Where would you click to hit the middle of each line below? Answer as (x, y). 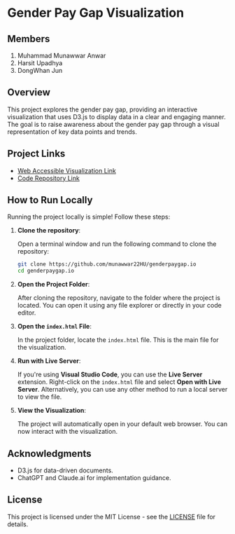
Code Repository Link (49, 178)
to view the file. (40, 397)
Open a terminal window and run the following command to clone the (117, 244)
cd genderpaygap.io (46, 271)
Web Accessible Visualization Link (67, 170)
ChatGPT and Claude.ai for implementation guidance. (94, 478)
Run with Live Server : (49, 361)
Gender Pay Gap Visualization (95, 13)
